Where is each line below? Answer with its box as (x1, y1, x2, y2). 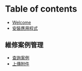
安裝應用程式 (12, 25, 38, 31)
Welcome (12, 19, 32, 25)
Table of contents (5, 3, 78, 15)
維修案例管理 (5, 41, 44, 49)
